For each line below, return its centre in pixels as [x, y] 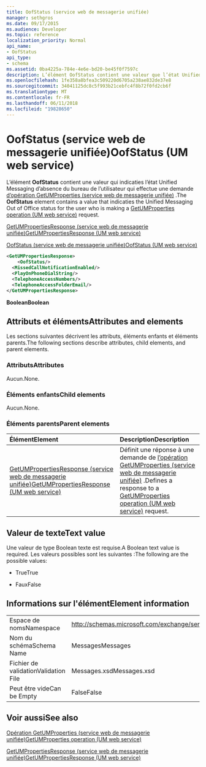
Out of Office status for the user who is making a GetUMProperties [90, 208]
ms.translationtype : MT [37, 92]
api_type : [19, 58]
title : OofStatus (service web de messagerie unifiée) [78, 12]
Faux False [28, 585]
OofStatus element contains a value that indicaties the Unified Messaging [100, 202]
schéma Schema [33, 646]
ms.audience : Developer [37, 29]
